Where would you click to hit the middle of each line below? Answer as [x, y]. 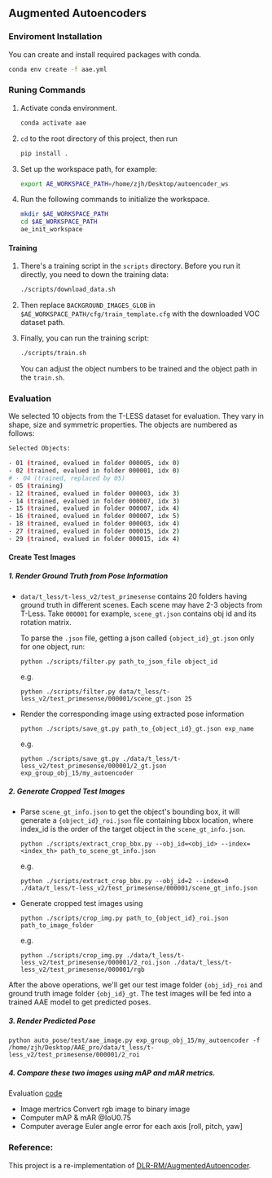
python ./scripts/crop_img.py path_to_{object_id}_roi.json [124, 919]
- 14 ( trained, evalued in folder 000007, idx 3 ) [94, 501]
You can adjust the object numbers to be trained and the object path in [139, 369]
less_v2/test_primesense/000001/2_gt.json [93, 766]
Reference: [31, 1148]
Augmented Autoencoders [77, 13]
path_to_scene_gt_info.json [108, 851]
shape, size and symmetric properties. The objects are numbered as [123, 425]
